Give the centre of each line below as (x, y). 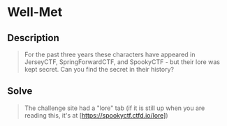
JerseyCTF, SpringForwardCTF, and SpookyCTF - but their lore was (122, 62)
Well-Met (35, 12)
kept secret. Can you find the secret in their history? (99, 69)
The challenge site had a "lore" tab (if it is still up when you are (115, 108)
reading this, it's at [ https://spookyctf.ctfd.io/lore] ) (96, 115)
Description (33, 38)
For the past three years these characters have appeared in (110, 54)
